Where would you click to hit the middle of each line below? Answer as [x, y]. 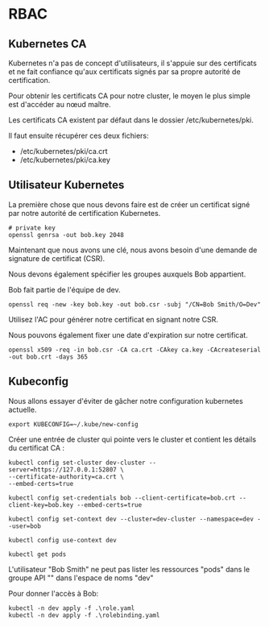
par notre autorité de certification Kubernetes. [85, 213]
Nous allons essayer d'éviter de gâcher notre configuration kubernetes [126, 401]
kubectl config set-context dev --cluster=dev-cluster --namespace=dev [131, 519]
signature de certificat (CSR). [57, 258]
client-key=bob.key [41, 505]
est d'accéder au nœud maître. [60, 104]
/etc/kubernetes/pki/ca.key [65, 160]
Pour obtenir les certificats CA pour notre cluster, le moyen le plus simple [130, 96]
